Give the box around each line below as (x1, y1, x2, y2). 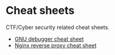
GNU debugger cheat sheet (14, 35, 84, 42)
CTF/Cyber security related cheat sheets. (5, 24, 110, 31)
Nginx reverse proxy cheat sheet (14, 42, 97, 49)
